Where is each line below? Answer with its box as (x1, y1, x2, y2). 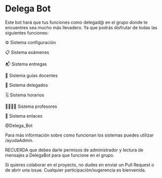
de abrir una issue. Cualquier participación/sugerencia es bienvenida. (5, 167, 146, 173)
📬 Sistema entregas (5, 61, 47, 67)
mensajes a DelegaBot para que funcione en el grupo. (5, 152, 115, 158)
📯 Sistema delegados (5, 82, 48, 88)
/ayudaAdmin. (5, 137, 33, 143)
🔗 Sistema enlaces (5, 113, 43, 119)
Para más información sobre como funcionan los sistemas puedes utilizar (5, 132, 154, 138)
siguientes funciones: (5, 30, 49, 36)
